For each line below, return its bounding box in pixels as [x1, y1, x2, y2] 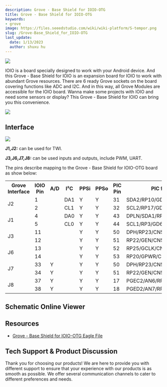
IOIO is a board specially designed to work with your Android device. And [5, 67, 155, 73]
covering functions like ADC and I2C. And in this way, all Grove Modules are [5, 83, 161, 89]
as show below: [5, 170, 37, 176]
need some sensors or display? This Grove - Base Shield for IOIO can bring [5, 94, 159, 100]
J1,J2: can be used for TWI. [5, 146, 62, 152]
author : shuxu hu [9, 44, 46, 49]
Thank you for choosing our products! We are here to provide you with [5, 360, 149, 367]
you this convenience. [5, 99, 51, 105]
